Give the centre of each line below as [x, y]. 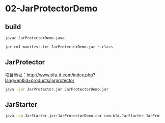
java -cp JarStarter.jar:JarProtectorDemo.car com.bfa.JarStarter [74, 116]
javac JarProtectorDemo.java [35, 38]
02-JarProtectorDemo [51, 9]
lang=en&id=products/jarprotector [40, 80]
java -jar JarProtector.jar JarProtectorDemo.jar [57, 89]
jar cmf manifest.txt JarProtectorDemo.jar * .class [59, 47]
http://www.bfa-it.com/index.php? [61, 75]
